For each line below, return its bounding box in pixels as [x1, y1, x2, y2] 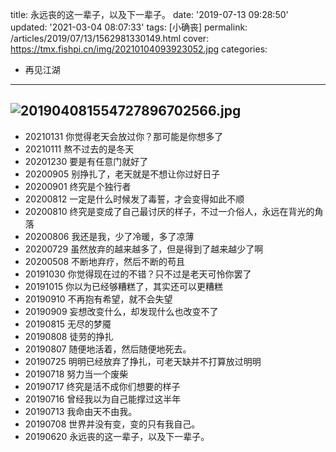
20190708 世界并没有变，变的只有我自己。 [24, 418, 201, 430]
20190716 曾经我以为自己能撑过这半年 [24, 393, 182, 405]
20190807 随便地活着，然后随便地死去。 [24, 343, 192, 355]
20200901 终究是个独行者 [24, 180, 132, 192]
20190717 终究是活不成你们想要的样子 [24, 380, 181, 392]
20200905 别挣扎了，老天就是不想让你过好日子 [24, 168, 221, 180]
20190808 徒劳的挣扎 [24, 330, 114, 342]
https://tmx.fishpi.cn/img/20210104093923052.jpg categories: [10, 43, 268, 55]
